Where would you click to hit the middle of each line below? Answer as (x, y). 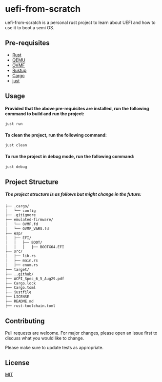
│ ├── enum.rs (21, 265)
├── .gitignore (20, 215)
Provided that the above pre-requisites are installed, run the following (77, 108)
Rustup (19, 70)
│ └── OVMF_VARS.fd (27, 229)
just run (14, 124)
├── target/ (17, 269)
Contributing (25, 321)
